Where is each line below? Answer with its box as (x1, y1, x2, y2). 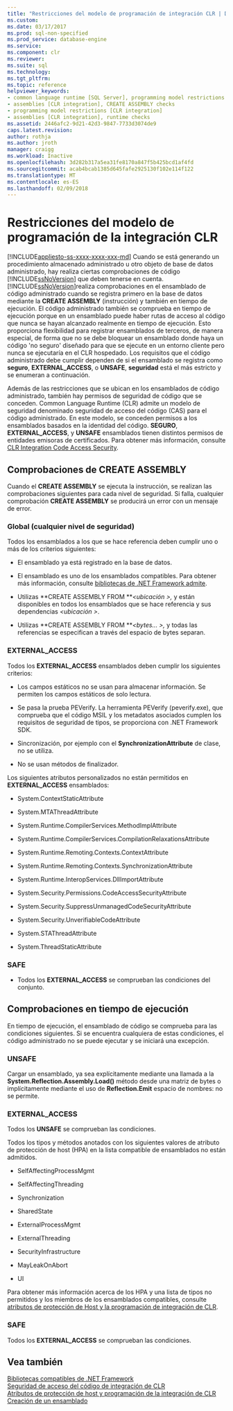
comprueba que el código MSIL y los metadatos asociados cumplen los (17, 710, 222, 719)
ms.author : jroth (7, 140, 58, 147)
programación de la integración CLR (7, 230, 218, 246)
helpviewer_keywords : (7, 88, 70, 95)
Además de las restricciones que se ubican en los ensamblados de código (7, 384, 220, 393)
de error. (7, 504, 33, 512)
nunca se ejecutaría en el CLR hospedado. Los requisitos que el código (7, 349, 211, 357)
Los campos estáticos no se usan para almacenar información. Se (17, 683, 206, 691)
